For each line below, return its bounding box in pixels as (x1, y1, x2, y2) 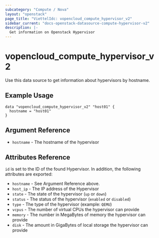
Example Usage (5, 91, 54, 100)
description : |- (5, 25, 38, 30)
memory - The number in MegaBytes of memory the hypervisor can (12, 212, 146, 218)
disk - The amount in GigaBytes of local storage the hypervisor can (12, 222, 148, 228)
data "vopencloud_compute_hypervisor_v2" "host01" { (5, 104, 115, 109)
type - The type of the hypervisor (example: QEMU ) (12, 201, 112, 207)
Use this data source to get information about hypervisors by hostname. (5, 77, 150, 83)
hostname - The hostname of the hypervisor (12, 139, 99, 145)
